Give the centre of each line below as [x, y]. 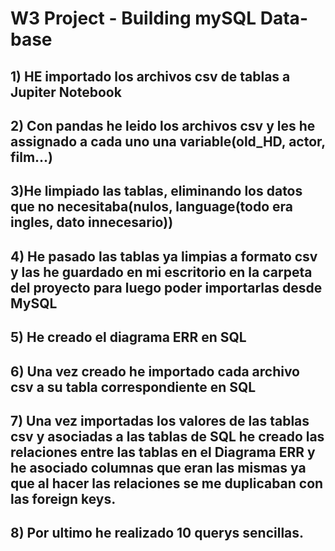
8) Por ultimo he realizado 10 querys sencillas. [157, 533]
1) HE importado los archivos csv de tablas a [150, 76]
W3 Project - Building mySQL [133, 18]
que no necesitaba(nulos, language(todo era [151, 207]
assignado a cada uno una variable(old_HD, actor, [168, 141]
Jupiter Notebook [66, 92]
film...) [32, 157]
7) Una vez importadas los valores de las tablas [160, 420]
